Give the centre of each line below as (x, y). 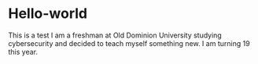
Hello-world (48, 14)
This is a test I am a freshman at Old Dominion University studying (115, 35)
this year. (23, 52)
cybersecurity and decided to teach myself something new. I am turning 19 (129, 43)
